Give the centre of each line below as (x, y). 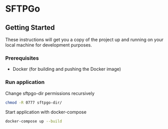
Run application (25, 82)
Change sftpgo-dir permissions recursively (50, 93)
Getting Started (30, 28)
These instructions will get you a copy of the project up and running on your (84, 39)
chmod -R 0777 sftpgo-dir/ (34, 102)
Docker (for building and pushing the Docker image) (67, 69)
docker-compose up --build (34, 121)
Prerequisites (22, 58)
